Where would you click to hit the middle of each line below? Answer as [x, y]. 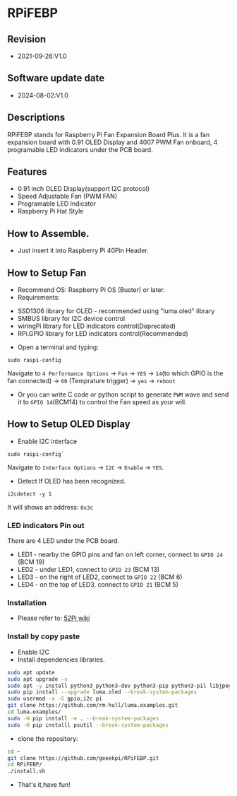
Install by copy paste [44, 636]
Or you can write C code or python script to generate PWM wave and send [123, 394]
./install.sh [26, 771]
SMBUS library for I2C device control [71, 319]
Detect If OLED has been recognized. [71, 481]
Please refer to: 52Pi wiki [54, 618]
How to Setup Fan [47, 273]
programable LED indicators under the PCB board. [80, 149]
